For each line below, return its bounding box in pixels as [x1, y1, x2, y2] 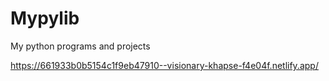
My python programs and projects [10, 40, 151, 52]
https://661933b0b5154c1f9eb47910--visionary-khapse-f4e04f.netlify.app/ [10, 59, 319, 71]
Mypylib [10, 7, 80, 30]
